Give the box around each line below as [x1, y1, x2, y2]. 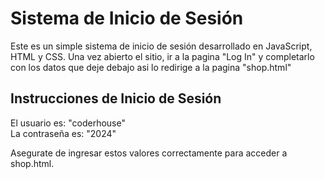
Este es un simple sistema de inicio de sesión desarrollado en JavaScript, [10, 40, 313, 52]
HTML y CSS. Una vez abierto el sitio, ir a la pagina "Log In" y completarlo [10, 50, 315, 62]
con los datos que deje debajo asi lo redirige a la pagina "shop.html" [10, 61, 292, 73]
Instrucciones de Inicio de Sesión [10, 90, 222, 107]
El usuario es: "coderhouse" [10, 117, 126, 129]
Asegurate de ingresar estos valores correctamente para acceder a [10, 147, 288, 159]
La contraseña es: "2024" [10, 127, 117, 139]
